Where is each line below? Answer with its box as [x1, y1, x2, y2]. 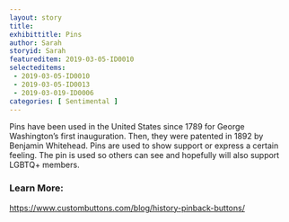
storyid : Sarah [9, 47, 66, 56]
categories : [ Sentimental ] [9, 96, 118, 106]
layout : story [9, 13, 63, 22]
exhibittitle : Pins [9, 30, 83, 39]
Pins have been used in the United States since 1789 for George [9, 121, 245, 132]
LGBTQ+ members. [9, 159, 80, 171]
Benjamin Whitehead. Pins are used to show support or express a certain [9, 140, 279, 151]
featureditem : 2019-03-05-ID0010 [9, 55, 135, 64]
